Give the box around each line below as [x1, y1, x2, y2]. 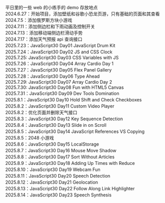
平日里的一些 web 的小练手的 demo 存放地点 [5, 5, 98, 10]
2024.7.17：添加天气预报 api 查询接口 [5, 36, 83, 42]
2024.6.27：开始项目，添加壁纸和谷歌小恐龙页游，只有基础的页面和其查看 [5, 11, 160, 17]
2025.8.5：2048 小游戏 [5, 135, 54, 141]
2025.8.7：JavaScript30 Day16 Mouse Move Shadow [5, 148, 117, 153]
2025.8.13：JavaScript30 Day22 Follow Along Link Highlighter [5, 186, 135, 191]
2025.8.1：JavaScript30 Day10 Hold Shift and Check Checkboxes [5, 97, 142, 103]
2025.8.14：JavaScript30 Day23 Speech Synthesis [5, 192, 112, 198]
